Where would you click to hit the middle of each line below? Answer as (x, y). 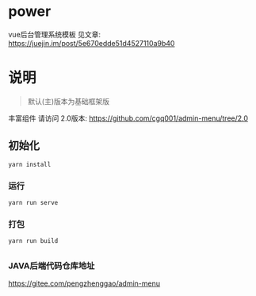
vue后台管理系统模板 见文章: (55, 34)
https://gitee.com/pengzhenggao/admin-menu (84, 283)
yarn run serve (33, 202)
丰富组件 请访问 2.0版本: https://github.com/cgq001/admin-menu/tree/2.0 (128, 118)
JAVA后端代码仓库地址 (52, 266)
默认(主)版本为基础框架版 (69, 101)
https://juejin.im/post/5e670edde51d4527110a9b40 (92, 43)
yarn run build (33, 241)
